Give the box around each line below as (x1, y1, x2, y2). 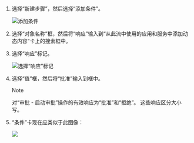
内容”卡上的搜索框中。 (16, 38, 71, 44)
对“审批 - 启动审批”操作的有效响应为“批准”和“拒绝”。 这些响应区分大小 (11, 99, 182, 106)
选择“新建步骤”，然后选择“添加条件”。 (11, 5, 104, 12)
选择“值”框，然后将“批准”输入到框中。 (11, 75, 104, 82)
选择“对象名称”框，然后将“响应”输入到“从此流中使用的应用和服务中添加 (11, 30, 183, 37)
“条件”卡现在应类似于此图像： (11, 119, 84, 125)
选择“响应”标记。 (11, 50, 53, 57)
